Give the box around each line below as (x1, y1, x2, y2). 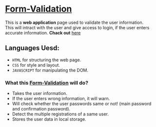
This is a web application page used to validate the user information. (5, 19, 144, 25)
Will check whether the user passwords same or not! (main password (12, 101, 152, 107)
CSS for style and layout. (12, 62, 60, 68)
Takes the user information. (12, 91, 67, 96)
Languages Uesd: (5, 44, 60, 52)
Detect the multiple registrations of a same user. (12, 111, 109, 117)
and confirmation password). (12, 106, 71, 112)
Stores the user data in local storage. (12, 116, 86, 122)
